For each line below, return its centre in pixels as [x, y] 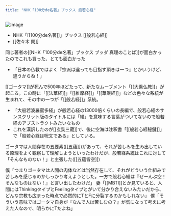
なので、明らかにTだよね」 [47, 208]
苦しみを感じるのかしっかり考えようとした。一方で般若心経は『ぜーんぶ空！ [86, 176]
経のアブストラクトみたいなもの [46, 123]
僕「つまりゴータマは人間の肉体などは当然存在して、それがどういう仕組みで [86, 170]
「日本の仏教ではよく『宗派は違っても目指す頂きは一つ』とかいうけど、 [88, 69]
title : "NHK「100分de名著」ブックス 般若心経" [51, 10]
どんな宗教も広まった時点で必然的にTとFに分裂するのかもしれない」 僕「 [82, 195]
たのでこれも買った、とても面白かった [45, 59]
